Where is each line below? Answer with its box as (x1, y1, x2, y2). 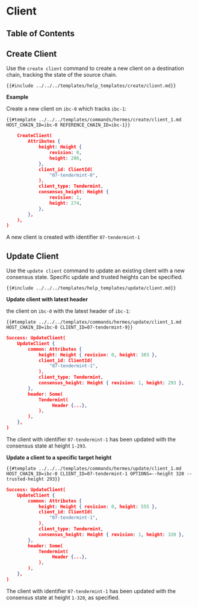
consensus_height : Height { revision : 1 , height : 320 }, (38, 532, 185, 538)
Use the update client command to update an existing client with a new (6, 267, 185, 274)
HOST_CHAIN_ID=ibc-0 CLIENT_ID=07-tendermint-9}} (6, 324, 134, 330)
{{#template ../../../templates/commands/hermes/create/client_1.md (6, 117, 182, 123)
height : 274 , (49, 200, 82, 206)
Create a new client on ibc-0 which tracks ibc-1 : (6, 105, 127, 112)
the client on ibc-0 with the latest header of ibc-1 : (6, 307, 131, 315)
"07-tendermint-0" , (49, 172, 98, 178)
